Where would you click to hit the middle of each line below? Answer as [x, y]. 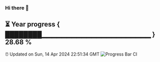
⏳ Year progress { [33, 24]
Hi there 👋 [17, 8]
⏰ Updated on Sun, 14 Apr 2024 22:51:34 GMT [52, 54]
